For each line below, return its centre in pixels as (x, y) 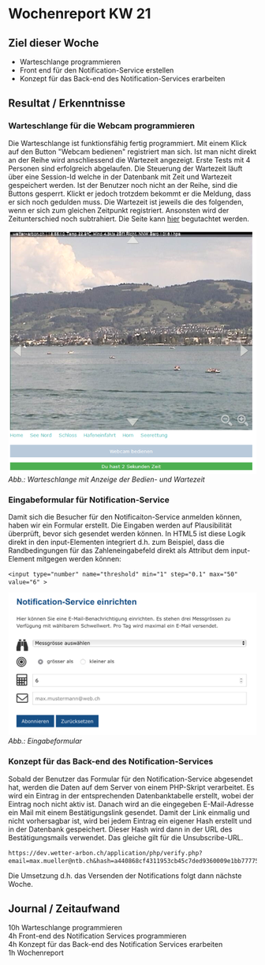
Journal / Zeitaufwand (64, 909)
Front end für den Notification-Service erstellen (97, 70)
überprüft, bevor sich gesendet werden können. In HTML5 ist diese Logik (127, 534)
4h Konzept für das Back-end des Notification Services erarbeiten (116, 944)
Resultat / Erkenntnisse (67, 103)
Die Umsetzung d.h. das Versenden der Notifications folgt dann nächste (125, 875)
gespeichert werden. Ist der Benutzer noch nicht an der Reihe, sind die (123, 185)
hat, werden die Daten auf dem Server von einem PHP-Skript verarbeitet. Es (131, 787)
